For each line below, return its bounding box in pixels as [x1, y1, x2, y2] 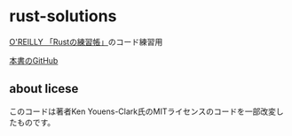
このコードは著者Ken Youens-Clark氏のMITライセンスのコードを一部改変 [9, 106, 277, 117]
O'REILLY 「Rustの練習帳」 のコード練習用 [9, 36, 163, 47]
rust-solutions [9, 6, 117, 26]
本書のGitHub [9, 55, 59, 65]
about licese [9, 81, 79, 96]
